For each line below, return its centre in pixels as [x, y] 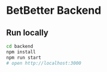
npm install [21, 52]
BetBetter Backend [54, 10]
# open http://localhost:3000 [44, 63]
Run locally [27, 33]
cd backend [20, 46]
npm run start [24, 58]
